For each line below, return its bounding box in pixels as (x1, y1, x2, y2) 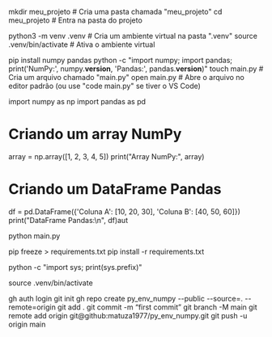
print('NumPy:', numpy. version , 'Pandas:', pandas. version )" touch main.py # (8, 64, 264, 74)
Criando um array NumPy (8, 125, 182, 144)
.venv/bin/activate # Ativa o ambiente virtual (8, 40, 155, 49)
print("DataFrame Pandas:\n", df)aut (8, 215, 128, 225)
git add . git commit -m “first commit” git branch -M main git (57, 302, 257, 312)
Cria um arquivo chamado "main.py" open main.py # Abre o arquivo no (8, 73, 245, 82)
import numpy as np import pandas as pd (8, 97, 147, 106)
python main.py (8, 230, 61, 241)
